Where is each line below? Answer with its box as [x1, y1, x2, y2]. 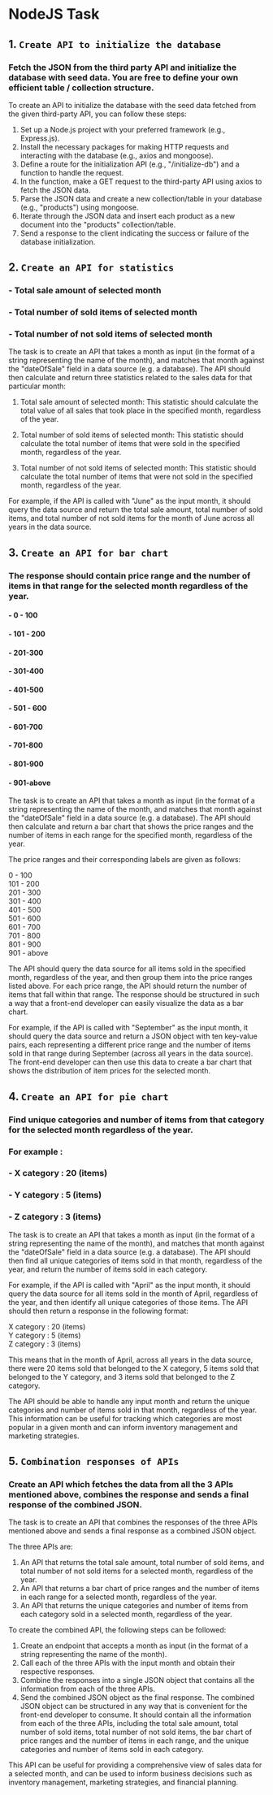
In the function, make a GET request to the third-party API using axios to [19, 176, 262, 186]
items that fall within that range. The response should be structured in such [8, 990, 260, 999]
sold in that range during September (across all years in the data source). [8, 1049, 253, 1059]
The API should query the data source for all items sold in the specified [8, 964, 246, 973]
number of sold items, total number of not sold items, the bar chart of [19, 1728, 253, 1737]
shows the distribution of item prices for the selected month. [8, 1066, 211, 1076]
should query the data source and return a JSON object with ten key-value [8, 1031, 258, 1041]
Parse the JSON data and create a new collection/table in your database [19, 193, 262, 203]
